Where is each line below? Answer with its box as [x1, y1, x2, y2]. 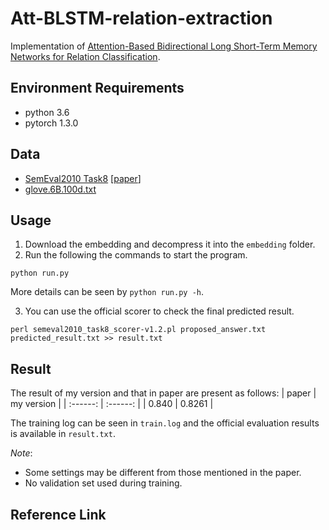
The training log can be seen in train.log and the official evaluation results [10, 417, 320, 429]
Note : [10, 447, 33, 459]
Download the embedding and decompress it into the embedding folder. [24, 238, 316, 251]
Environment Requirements [10, 80, 185, 97]
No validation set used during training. [24, 477, 183, 489]
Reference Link [10, 506, 107, 523]
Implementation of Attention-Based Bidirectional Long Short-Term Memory [10, 40, 318, 52]
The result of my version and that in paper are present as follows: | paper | [10, 387, 317, 399]
